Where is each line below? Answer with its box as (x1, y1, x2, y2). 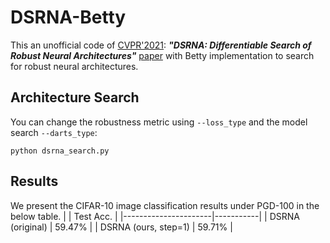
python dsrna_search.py (10, 146, 110, 156)
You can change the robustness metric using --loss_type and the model (10, 116, 308, 128)
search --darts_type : (10, 126, 98, 138)
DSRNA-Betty (10, 6, 127, 29)
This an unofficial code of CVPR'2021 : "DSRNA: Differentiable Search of (10, 39, 312, 51)
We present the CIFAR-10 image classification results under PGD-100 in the (10, 199, 320, 211)
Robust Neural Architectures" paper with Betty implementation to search (10, 49, 315, 61)
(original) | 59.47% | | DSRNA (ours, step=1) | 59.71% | (10, 221, 233, 233)
